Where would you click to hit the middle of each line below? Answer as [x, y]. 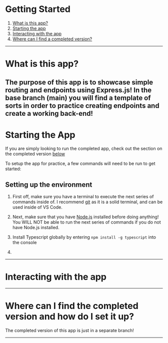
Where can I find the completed [72, 306]
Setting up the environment [49, 184]
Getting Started [38, 9]
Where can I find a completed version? [52, 39]
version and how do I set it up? [69, 317]
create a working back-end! [49, 113]
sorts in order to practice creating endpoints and [82, 106]
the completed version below [35, 154]
